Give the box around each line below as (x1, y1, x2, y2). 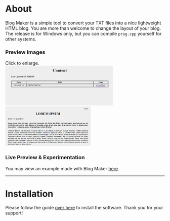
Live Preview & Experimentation (5, 154, 85, 161)
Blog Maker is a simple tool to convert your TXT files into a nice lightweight (5, 20, 161, 26)
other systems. (5, 36, 36, 42)
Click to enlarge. (5, 60, 39, 66)
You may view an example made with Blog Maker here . (5, 165, 119, 171)
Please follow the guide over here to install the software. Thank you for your (5, 205, 163, 211)
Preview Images (5, 49, 46, 56)
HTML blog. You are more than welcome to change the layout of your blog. (5, 25, 161, 31)
